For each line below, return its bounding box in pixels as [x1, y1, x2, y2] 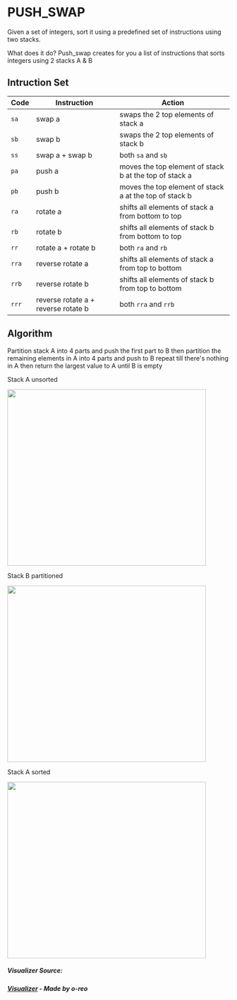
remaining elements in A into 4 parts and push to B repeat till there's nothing [7, 354, 229, 362]
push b [36, 186, 59, 196]
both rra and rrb [119, 299, 175, 309]
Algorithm [7, 327, 53, 339]
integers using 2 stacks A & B [7, 56, 93, 64]
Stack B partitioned [7, 571, 63, 579]
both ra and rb [119, 243, 168, 253]
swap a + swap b [36, 150, 93, 159]
